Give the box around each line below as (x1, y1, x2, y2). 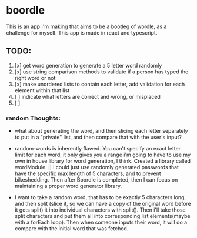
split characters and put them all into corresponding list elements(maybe (14, 213, 191, 220)
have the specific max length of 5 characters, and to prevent (14, 170, 162, 177)
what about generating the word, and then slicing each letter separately (14, 128, 188, 135)
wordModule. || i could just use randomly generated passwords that (14, 164, 179, 171)
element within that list (14, 86, 70, 94)
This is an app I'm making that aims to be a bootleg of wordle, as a (6, 23, 167, 30)
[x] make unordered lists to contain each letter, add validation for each (14, 81, 185, 88)
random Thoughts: (6, 114, 61, 122)
